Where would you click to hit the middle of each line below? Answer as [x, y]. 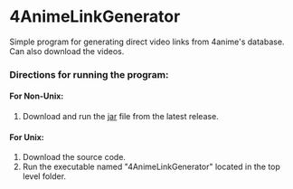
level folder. [44, 176]
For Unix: [27, 137]
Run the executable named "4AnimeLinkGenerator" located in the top [151, 167]
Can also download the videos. [67, 51]
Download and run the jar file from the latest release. [120, 117]
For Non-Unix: [37, 96]
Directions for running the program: [89, 74]
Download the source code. [74, 157]
